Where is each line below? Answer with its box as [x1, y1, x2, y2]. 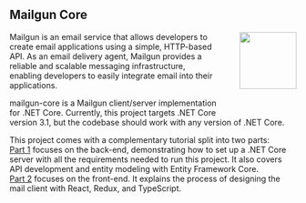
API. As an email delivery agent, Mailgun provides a [9, 50, 202, 62]
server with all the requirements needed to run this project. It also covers [9, 154, 282, 165]
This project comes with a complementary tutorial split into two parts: [9, 134, 270, 145]
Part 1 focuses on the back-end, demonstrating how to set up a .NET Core [9, 144, 287, 155]
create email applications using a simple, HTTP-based [9, 41, 212, 52]
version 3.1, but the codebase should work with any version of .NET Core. [9, 117, 285, 127]
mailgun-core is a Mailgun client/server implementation [9, 97, 217, 108]
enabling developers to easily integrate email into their [9, 70, 213, 81]
